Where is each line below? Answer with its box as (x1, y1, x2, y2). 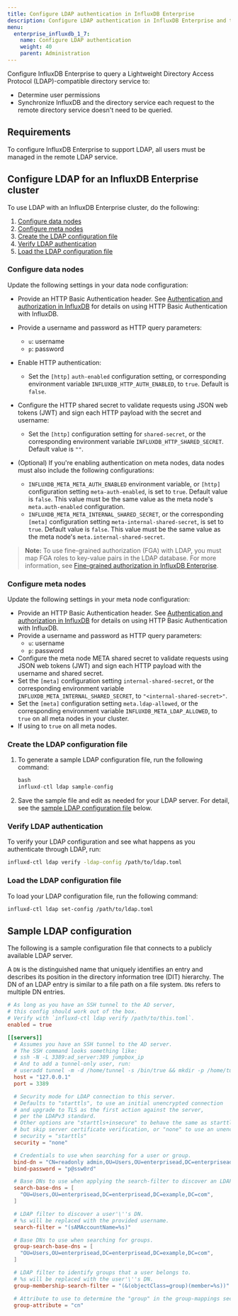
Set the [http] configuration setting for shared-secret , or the (28, 430, 206, 438)
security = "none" (13, 1139, 69, 1146)
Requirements (7, 126, 71, 138)
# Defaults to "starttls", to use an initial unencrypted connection (13, 1100, 223, 1107)
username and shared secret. (17, 669, 104, 678)
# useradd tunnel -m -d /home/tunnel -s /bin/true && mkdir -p (13, 1067, 204, 1074)
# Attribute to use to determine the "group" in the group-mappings (13, 1295, 220, 1302)
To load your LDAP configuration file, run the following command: (7, 891, 198, 900)
